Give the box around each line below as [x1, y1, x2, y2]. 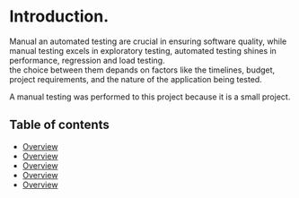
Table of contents [9, 117, 110, 133]
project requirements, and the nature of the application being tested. [9, 73, 262, 84]
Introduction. [9, 6, 110, 27]
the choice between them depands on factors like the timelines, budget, [9, 65, 276, 75]
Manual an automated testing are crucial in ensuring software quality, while [9, 36, 287, 47]
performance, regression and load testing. [9, 55, 165, 65]
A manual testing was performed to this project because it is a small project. [9, 91, 291, 102]
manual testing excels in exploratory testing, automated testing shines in [9, 45, 277, 56]
